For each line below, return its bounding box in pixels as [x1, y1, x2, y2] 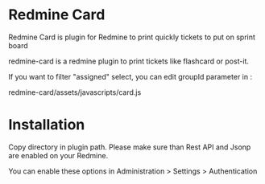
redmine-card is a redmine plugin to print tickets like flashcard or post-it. [8, 56, 250, 66]
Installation [8, 116, 85, 134]
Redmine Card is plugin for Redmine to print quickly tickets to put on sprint [8, 32, 256, 42]
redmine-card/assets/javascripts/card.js [8, 87, 142, 97]
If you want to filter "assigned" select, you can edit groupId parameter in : [8, 72, 252, 81]
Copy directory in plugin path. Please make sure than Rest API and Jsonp [8, 142, 251, 152]
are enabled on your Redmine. [8, 150, 109, 160]
